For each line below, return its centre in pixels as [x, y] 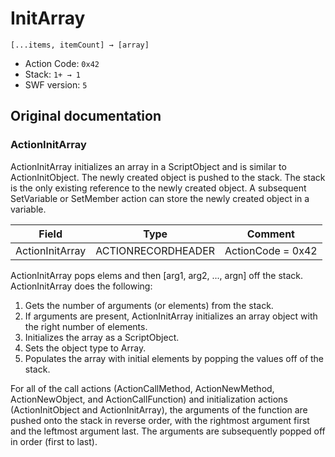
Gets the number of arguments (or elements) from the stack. [149, 305]
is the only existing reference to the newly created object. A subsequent [158, 188]
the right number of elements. [86, 326]
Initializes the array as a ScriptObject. [102, 337]
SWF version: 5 [56, 84]
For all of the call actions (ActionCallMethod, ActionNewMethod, [142, 388]
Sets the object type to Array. [85, 348]
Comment [270, 234]
